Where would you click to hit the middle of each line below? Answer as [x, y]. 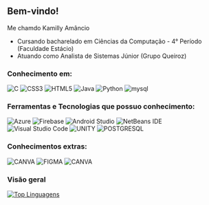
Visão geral [26, 180]
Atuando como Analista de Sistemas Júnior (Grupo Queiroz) [102, 56]
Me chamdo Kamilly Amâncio [48, 28]
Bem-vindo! [33, 11]
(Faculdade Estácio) [45, 48]
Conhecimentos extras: [47, 147]
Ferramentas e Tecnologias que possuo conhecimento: [101, 107]
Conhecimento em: [40, 74]
